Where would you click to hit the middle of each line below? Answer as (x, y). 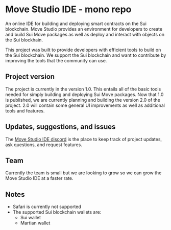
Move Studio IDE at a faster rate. (39, 178)
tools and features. (25, 110)
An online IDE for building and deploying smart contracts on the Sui (76, 24)
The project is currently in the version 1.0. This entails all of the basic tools (83, 89)
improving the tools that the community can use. (56, 60)
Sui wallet (31, 218)
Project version (30, 77)
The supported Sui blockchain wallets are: (57, 212)
